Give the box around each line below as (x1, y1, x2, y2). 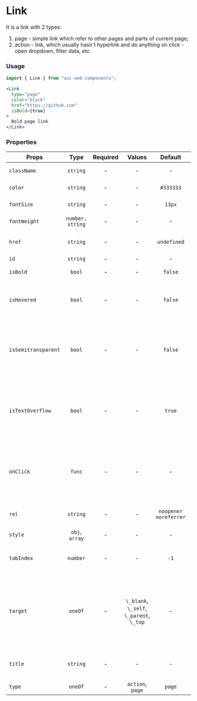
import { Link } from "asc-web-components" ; (6, 75, 117, 82)
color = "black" (11, 97, 46, 103)
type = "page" (11, 91, 41, 97)
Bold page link (11, 119, 49, 124)
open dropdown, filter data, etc (14, 47, 90, 54)
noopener (158, 508, 183, 515)
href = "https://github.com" (11, 102, 77, 108)
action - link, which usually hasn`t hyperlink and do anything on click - (14, 41, 184, 48)
